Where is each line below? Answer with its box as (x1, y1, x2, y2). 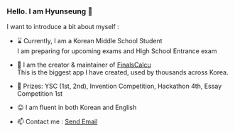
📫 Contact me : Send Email (16, 117, 98, 126)
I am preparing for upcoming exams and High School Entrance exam (16, 47, 217, 55)
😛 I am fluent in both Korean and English (16, 103, 137, 112)
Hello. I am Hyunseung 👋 (6, 6, 93, 16)
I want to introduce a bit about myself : (6, 23, 120, 31)
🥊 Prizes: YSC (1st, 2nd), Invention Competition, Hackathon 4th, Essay (16, 82, 222, 91)
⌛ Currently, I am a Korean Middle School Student (16, 37, 163, 45)
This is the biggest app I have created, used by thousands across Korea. (16, 68, 229, 77)
